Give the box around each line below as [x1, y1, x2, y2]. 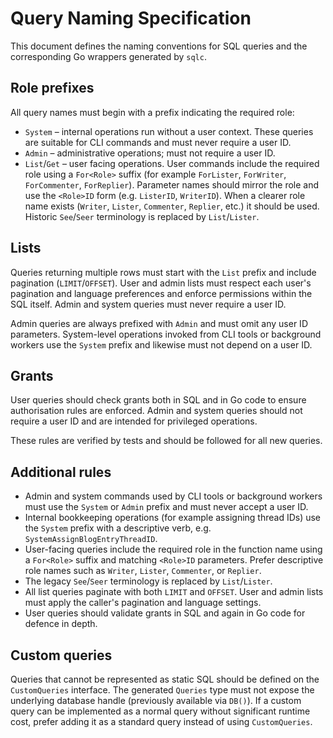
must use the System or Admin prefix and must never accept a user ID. [24, 501, 309, 513]
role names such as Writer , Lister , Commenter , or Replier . [24, 565, 262, 577]
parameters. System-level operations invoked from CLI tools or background [10, 328, 322, 340]
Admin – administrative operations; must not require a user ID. [24, 147, 276, 159]
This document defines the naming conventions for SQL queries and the [10, 40, 308, 52]
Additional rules [10, 463, 112, 481]
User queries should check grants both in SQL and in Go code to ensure [10, 394, 307, 406]
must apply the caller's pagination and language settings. [24, 597, 262, 609]
